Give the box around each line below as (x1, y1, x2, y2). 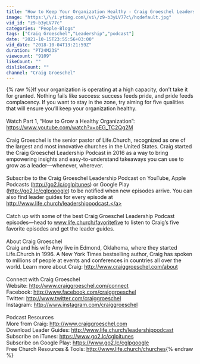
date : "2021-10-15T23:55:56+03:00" (6, 36, 95, 42)
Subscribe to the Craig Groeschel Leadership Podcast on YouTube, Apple (6, 175, 186, 182)
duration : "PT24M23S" (6, 48, 60, 54)
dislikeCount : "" (6, 64, 49, 70)
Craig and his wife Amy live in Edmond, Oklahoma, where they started (6, 244, 177, 251)
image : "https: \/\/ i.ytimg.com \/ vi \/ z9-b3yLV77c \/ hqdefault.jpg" (6, 14, 171, 20)
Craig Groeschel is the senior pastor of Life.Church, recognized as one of (6, 136, 186, 144)
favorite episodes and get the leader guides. (6, 225, 115, 232)
